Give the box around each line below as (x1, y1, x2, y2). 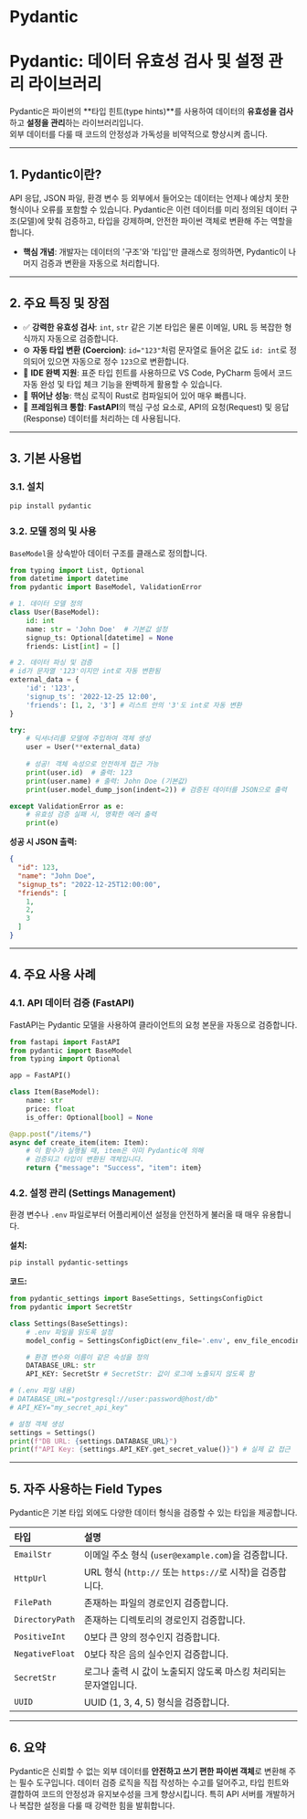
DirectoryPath (14, 1614, 76, 1625)
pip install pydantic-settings (9, 1258, 129, 1267)
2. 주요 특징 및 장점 (9, 295, 110, 312)
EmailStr (14, 1549, 52, 1560)
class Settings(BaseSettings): (9, 1318, 129, 1328)
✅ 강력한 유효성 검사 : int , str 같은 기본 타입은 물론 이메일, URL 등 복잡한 (22, 322, 283, 333)
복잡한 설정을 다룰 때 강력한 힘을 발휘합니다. (18, 1800, 175, 1811)
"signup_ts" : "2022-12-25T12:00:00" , (17, 880, 162, 889)
